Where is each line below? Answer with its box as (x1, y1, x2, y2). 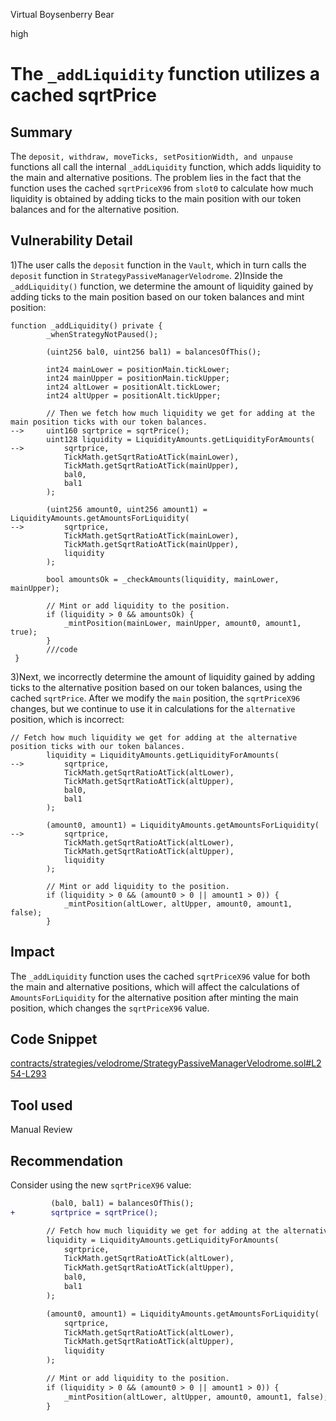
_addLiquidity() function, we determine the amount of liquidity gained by (10, 280, 314, 292)
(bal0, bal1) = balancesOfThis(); (50, 1199, 195, 1209)
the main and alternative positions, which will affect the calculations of (10, 980, 300, 993)
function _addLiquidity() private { (10, 320, 163, 331)
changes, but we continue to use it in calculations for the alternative (10, 702, 296, 714)
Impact (10, 944, 55, 961)
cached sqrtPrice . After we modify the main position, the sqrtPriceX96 (10, 692, 301, 704)
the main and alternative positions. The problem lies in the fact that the (10, 172, 302, 183)
